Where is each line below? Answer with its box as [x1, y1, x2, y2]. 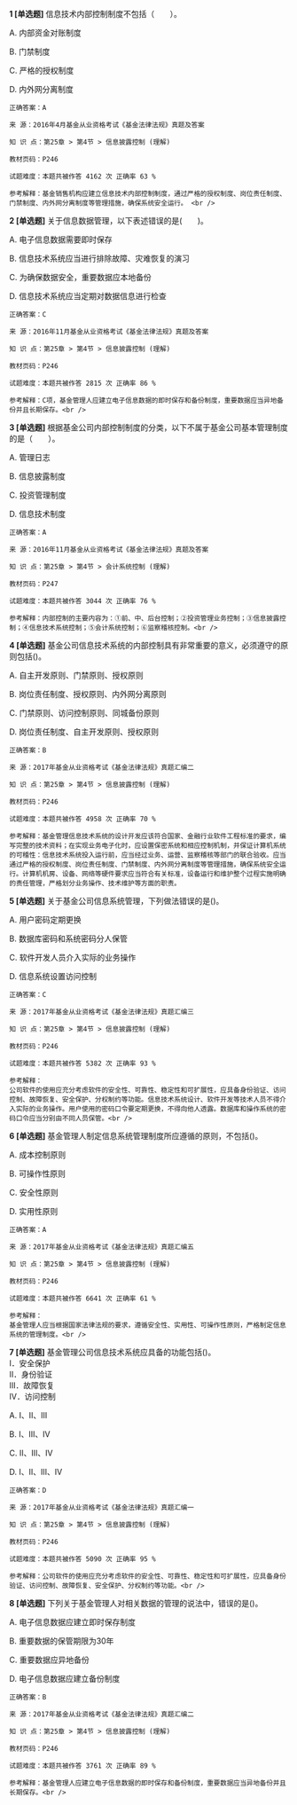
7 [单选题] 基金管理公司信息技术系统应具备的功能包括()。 [9, 1347, 216, 1357]
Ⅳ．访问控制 [9, 1392, 56, 1401]
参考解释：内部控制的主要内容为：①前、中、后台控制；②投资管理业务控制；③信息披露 [9, 614, 280, 623]
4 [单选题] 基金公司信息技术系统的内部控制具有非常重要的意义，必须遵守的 [9, 640, 281, 650]
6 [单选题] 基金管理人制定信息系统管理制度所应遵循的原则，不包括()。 [9, 1131, 263, 1141]
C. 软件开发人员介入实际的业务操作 [9, 953, 137, 962]
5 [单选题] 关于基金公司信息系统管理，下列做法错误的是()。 [9, 896, 224, 906]
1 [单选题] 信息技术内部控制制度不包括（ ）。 [9, 9, 182, 19]
